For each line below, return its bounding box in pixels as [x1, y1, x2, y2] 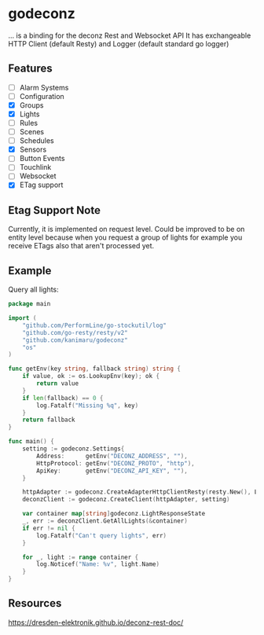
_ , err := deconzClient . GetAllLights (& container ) [22, 517, 189, 525]
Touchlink [19, 163, 52, 172]
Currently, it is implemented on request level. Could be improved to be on [8, 225, 245, 234]
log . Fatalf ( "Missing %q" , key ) [36, 402, 139, 409]
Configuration [19, 91, 64, 101]
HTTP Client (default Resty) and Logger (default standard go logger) [8, 39, 229, 48]
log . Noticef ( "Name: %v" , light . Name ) [36, 560, 159, 568]
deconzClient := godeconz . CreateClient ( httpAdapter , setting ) [22, 496, 230, 504]
